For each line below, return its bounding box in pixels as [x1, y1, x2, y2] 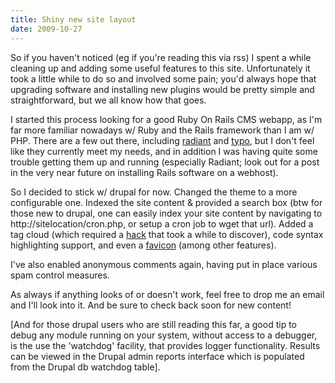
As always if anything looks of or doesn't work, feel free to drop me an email [10, 288, 325, 300]
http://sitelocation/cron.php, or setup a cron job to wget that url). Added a [10, 217, 314, 230]
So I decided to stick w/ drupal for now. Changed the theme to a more [10, 186, 298, 198]
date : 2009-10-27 [10, 24, 83, 34]
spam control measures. [10, 269, 110, 281]
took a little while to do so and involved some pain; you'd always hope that [10, 72, 317, 85]
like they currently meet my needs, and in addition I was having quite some [10, 145, 318, 157]
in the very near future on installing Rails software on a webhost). [10, 166, 279, 178]
